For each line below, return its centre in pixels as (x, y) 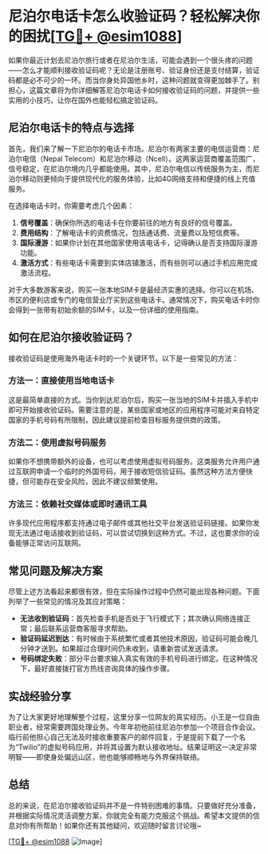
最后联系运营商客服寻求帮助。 (83, 628)
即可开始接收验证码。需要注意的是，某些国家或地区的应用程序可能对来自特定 (134, 410)
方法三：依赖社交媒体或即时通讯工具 (78, 504)
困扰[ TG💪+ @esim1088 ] (102, 36)
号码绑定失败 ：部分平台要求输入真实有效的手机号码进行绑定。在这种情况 (138, 659)
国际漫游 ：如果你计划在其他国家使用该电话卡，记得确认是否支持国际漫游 (138, 243)
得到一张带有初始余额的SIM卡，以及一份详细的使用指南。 (109, 310)
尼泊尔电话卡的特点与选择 (71, 128)
